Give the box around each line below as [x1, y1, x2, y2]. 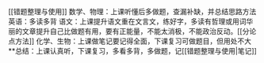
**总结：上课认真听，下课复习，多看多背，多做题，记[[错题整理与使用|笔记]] [8, 46, 258, 55]
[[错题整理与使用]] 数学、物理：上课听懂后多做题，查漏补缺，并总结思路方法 [8, 7, 257, 16]
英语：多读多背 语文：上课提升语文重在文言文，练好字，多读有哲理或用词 [8, 17, 247, 26]
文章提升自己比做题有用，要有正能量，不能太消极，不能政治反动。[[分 [21, 27, 250, 35]
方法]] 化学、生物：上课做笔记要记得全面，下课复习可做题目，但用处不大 [14, 36, 252, 46]
